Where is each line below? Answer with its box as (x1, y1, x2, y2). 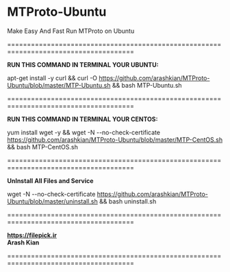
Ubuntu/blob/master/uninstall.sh (7, 197, 98, 206)
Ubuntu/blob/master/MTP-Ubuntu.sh (7, 81, 111, 89)
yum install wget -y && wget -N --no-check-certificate (7, 128, 161, 136)
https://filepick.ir (7, 231, 57, 239)
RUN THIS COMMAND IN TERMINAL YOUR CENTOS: (7, 114, 158, 123)
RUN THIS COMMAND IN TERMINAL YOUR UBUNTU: (7, 60, 159, 69)
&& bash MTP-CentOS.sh (7, 143, 79, 151)
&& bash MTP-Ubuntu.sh (112, 81, 183, 89)
